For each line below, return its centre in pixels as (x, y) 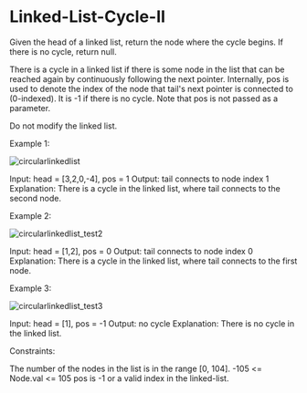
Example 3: (31, 288)
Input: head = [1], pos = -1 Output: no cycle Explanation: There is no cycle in (152, 323)
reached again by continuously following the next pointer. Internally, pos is (149, 78)
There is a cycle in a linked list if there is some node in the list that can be (147, 69)
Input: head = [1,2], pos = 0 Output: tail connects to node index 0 (131, 251)
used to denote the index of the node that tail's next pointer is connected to (152, 88)
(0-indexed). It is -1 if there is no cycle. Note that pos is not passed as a (144, 98)
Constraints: (32, 351)
